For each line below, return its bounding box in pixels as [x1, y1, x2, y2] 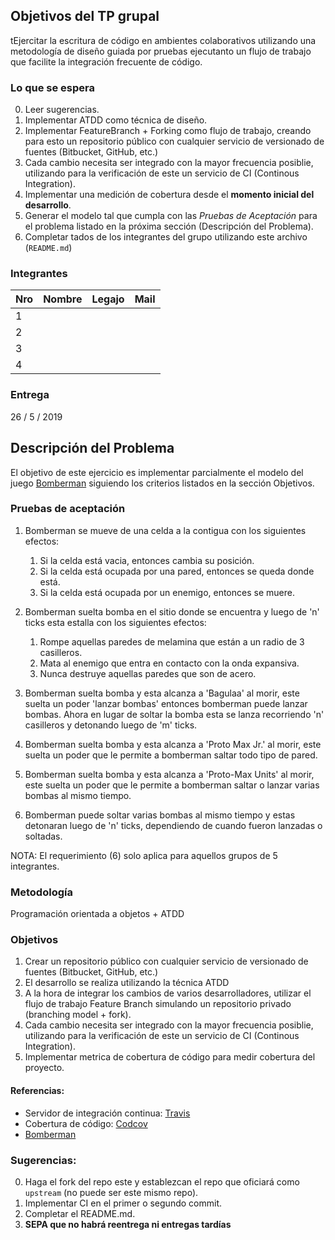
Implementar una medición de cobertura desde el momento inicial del [24, 189, 315, 201]
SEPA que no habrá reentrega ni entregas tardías [24, 1218, 232, 1230]
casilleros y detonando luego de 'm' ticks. [24, 719, 198, 731]
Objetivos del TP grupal [10, 8, 160, 25]
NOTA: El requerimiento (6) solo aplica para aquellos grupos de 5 [10, 849, 278, 861]
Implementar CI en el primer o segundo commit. [24, 1197, 222, 1209]
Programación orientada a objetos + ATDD [10, 908, 185, 920]
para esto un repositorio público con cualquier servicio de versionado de [24, 135, 325, 148]
